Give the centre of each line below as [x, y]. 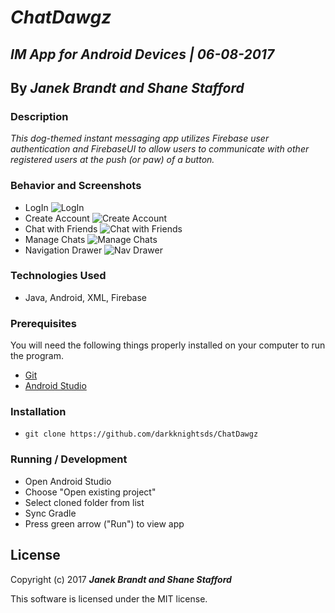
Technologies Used [58, 276]
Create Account [57, 218]
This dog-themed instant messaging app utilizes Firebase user [140, 138]
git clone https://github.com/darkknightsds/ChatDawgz [141, 434]
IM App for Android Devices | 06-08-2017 [142, 54]
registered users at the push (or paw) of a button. [112, 160]
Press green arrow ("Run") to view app [104, 523]
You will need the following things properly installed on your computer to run [168, 345]
